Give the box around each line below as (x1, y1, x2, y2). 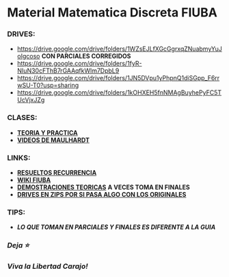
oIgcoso (16, 52, 40, 60)
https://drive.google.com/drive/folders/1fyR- (16, 60, 142, 68)
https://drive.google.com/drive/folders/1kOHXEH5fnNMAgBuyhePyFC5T (16, 88, 222, 97)
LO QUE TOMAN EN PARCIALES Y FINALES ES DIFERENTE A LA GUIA (16, 223, 216, 231)
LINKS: (7, 153, 31, 162)
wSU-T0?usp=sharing (16, 81, 79, 90)
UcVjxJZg (16, 96, 45, 104)
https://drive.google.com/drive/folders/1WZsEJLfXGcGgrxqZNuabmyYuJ (16, 45, 222, 53)
